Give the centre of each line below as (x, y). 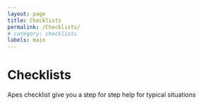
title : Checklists (34, 20)
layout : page (27, 14)
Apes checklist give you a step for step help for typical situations (101, 95)
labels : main (27, 40)
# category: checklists (42, 34)
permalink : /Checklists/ (44, 27)
